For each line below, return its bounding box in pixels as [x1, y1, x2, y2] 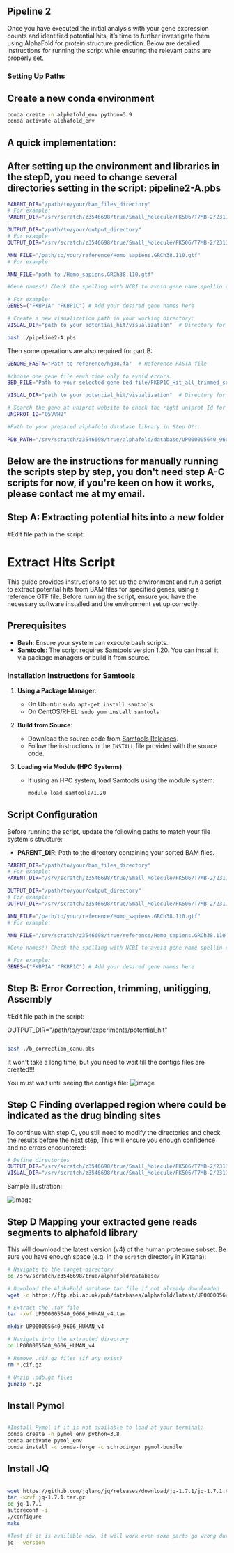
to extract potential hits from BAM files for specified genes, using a [7, 585, 200, 593]
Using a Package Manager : [17, 686, 97, 695]
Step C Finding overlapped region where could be [7, 1099, 226, 1111]
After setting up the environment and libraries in [7, 160, 221, 173]
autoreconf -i [7, 1507, 49, 1514]
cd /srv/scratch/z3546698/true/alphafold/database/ [7, 1272, 160, 1279]
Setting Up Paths [7, 71, 65, 81]
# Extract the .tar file [7, 1304, 79, 1311]
